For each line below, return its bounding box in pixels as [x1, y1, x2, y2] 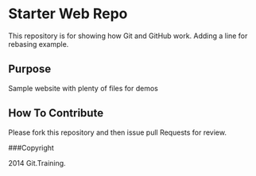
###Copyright [8, 143, 54, 152]
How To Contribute [8, 106, 104, 120]
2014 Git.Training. [8, 158, 66, 167]
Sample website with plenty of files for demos [8, 83, 159, 93]
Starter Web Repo [8, 5, 128, 23]
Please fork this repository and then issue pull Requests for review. [8, 128, 227, 137]
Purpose [8, 63, 52, 76]
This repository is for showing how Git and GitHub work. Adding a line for [8, 31, 248, 40]
